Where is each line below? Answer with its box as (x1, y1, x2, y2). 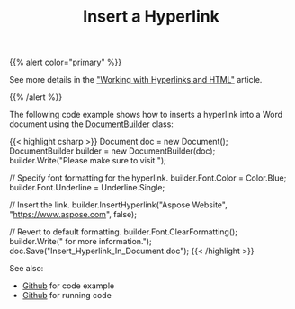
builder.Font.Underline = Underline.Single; (9, 182, 165, 193)
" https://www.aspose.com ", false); (9, 209, 138, 220)
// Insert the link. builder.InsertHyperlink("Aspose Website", (9, 199, 228, 210)
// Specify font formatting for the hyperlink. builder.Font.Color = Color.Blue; (9, 172, 287, 183)
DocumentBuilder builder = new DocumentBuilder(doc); (9, 146, 216, 156)
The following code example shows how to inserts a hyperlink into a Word (9, 110, 283, 120)
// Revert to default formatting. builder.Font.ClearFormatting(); (9, 226, 238, 237)
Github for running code (22, 290, 112, 301)
